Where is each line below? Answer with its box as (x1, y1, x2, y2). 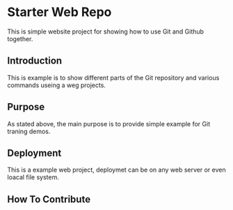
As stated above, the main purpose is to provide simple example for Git (7, 119, 211, 128)
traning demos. (7, 127, 51, 135)
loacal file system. (7, 173, 59, 181)
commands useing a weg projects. (7, 81, 106, 89)
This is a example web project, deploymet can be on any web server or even (7, 165, 226, 174)
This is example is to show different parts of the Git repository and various (7, 73, 220, 82)
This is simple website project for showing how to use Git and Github (7, 27, 204, 36)
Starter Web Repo (7, 4, 112, 20)
